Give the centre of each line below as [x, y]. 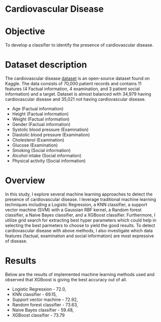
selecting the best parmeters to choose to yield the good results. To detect [80, 225]
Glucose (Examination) [35, 145]
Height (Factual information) [40, 114]
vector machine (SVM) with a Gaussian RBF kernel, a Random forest [73, 210]
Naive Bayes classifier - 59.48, [43, 310]
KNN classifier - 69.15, [34, 294]
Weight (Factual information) [41, 119]
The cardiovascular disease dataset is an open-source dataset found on [78, 78]
